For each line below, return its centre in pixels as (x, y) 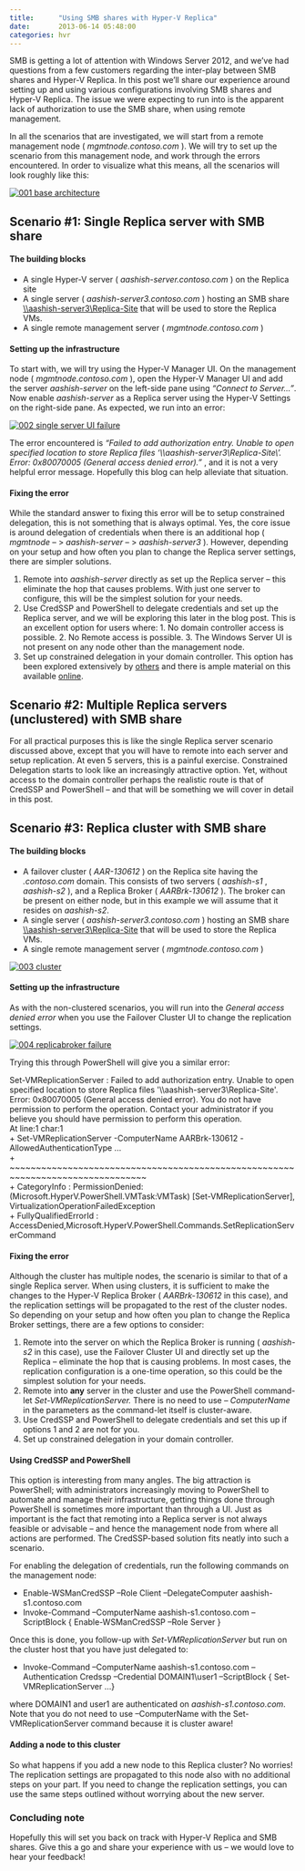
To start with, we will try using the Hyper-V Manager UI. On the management (153, 369)
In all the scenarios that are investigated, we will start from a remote (137, 137)
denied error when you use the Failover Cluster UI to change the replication (151, 1017)
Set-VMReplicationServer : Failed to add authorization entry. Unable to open (152, 1080)
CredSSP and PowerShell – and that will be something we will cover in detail (152, 790)
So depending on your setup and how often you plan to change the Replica (150, 1315)
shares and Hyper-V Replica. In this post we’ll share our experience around (150, 80)
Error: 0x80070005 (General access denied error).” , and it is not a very (144, 462)
